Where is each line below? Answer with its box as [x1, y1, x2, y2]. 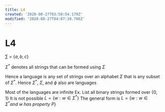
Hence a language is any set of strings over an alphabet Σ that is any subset [5, 73, 160, 79]
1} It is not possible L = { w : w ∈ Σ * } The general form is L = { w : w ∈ [5, 94, 148, 101]
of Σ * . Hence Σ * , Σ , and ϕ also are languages [5, 79, 97, 85]
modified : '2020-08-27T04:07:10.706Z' [5, 16, 85, 21]
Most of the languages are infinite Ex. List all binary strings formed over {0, [5, 89, 158, 95]
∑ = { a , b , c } [5, 54, 29, 59]
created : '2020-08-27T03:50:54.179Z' [5, 12, 83, 17]
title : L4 [5, 7, 26, 12]
